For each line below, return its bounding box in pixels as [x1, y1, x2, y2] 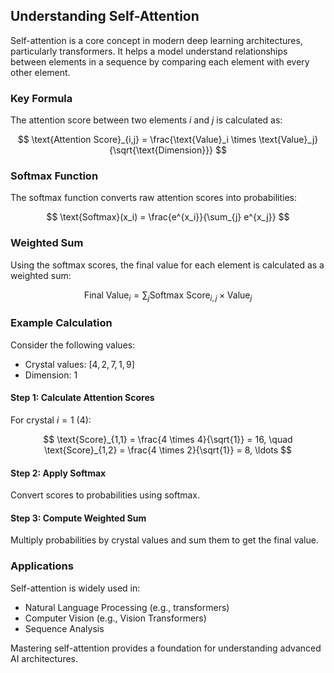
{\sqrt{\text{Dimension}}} [109, 144, 214, 156]
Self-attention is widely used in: [10, 582, 141, 594]
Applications [10, 559, 74, 573]
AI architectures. [10, 652, 79, 664]
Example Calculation [10, 316, 113, 330]
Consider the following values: [10, 339, 136, 351]
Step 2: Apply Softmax [10, 467, 107, 479]
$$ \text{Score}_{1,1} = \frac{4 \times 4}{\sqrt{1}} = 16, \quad [43, 434, 293, 445]
